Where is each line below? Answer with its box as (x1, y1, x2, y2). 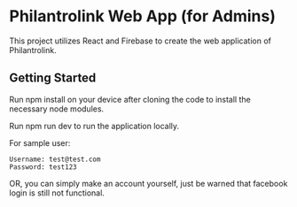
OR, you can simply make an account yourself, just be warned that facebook (9, 178, 288, 188)
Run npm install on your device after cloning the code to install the (9, 94, 251, 104)
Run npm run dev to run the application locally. (9, 120, 180, 131)
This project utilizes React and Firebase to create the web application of (9, 35, 272, 46)
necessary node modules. (9, 103, 105, 114)
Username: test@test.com (9, 155, 101, 164)
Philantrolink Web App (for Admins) (9, 6, 277, 27)
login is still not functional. (9, 188, 105, 198)
